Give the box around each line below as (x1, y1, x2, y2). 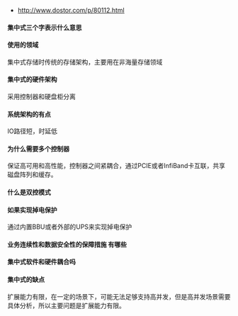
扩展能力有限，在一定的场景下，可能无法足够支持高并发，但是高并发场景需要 (7, 292, 231, 300)
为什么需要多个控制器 (7, 145, 69, 153)
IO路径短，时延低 (7, 127, 58, 135)
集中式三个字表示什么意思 (7, 23, 82, 31)
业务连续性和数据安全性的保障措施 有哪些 (7, 240, 127, 249)
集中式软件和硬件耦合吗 (7, 258, 76, 266)
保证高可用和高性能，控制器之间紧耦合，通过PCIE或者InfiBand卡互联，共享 (7, 162, 225, 170)
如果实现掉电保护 (7, 205, 57, 214)
